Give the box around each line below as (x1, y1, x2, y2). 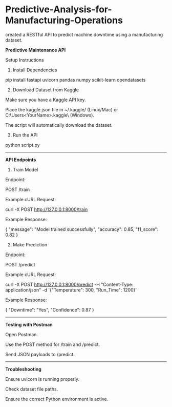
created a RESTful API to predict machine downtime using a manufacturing (5, 31, 163, 37)
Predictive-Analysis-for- (5, 4, 112, 15)
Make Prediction (12, 241, 48, 247)
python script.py (5, 142, 40, 148)
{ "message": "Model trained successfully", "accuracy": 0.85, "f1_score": (5, 226, 159, 232)
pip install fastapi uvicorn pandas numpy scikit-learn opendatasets (5, 76, 146, 83)
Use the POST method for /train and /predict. (5, 341, 100, 347)
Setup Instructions (5, 56, 45, 63)
